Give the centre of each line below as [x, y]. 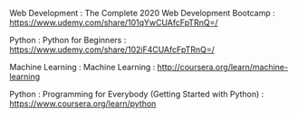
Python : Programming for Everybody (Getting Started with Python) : [137, 94]
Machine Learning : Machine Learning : [82, 67]
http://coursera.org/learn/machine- [222, 67]
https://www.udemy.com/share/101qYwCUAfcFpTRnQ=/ [114, 23]
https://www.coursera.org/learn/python [83, 104]
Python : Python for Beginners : [68, 40]
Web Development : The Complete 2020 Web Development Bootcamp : [142, 13]
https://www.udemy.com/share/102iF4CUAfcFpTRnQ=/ [112, 50]
